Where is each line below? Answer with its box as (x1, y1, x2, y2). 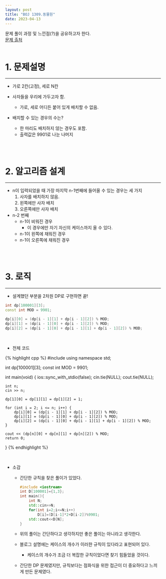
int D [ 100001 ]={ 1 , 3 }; (19, 489, 64, 494)
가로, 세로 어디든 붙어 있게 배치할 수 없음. (19, 105, 99, 110)
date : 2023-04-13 (5, 16, 41, 21)
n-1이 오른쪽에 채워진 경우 (19, 237, 70, 243)
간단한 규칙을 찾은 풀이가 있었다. (19, 474, 82, 480)
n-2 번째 (12, 212, 29, 218)
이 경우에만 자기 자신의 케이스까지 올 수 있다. (27, 225, 113, 231)
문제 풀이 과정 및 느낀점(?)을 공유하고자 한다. (5, 31, 91, 37)
